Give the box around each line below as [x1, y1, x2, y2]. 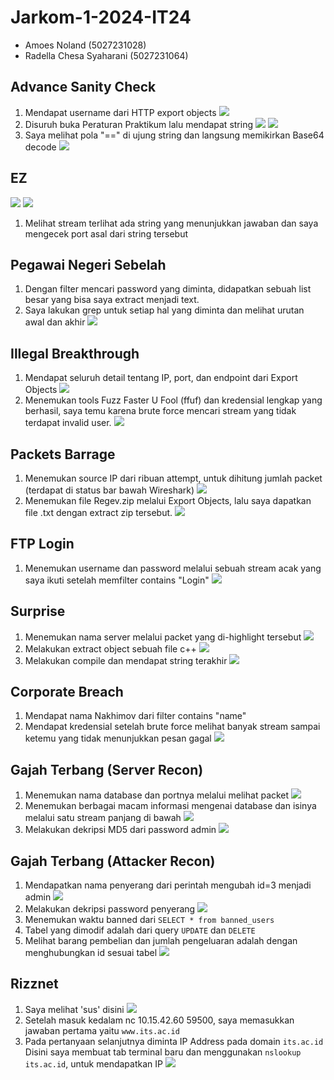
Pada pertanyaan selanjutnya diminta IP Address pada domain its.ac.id [24, 1035, 324, 1047]
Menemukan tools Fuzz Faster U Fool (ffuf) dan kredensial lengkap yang [24, 394, 323, 406]
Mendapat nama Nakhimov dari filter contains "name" [24, 710, 247, 722]
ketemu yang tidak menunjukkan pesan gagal [24, 732, 212, 745]
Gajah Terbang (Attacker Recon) [10, 852, 216, 870]
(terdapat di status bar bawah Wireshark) [24, 484, 195, 496]
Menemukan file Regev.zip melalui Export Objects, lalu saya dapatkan [24, 495, 312, 506]
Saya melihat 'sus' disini [24, 1003, 125, 1015]
